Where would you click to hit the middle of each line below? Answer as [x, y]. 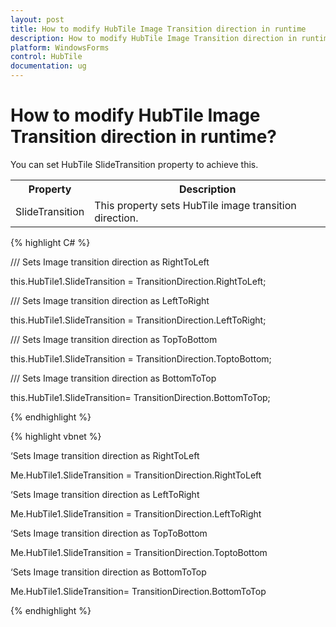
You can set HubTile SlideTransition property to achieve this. [134, 164]
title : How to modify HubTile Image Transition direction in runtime [158, 29]
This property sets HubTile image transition [195, 205]
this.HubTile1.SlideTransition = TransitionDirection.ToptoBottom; [141, 358]
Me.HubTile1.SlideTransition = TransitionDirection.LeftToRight [136, 513]
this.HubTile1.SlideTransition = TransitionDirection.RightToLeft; [138, 281]
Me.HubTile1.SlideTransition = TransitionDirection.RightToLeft [136, 475]
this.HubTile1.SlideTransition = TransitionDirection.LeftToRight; [138, 320]
